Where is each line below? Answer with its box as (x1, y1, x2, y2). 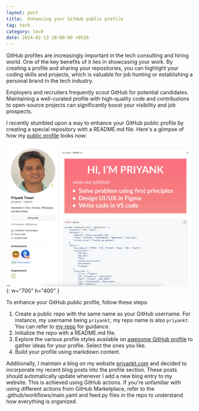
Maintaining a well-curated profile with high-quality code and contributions (6, 95, 189, 103)
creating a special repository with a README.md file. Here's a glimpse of (6, 126, 184, 133)
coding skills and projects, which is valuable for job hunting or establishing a (6, 71, 193, 78)
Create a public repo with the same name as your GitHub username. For (14, 310, 191, 317)
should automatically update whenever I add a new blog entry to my (6, 373, 172, 380)
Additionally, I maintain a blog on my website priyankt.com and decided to (6, 360, 187, 367)
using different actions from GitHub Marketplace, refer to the (6, 385, 154, 393)
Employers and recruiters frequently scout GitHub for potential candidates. (6, 89, 189, 96)
